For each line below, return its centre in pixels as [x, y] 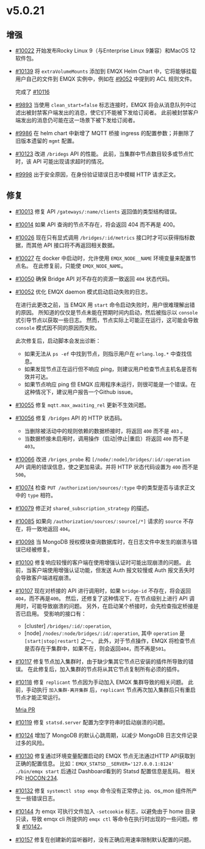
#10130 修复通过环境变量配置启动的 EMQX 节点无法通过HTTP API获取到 [105, 755]
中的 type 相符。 [36, 495]
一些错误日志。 [39, 798]
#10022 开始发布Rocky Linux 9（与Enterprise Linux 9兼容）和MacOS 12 [105, 50]
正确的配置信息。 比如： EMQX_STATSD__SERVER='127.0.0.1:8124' [95, 763]
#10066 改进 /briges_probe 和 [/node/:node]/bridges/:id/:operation [103, 459]
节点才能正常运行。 [39, 697]
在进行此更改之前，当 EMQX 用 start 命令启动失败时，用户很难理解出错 [105, 305]
